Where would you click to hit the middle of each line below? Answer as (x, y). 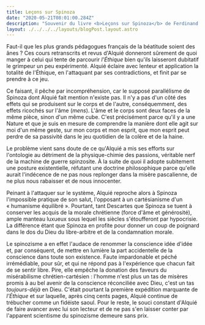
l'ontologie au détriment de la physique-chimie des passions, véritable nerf (101, 155)
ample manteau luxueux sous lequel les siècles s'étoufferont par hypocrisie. (102, 219)
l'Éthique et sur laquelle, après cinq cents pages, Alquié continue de (92, 296)
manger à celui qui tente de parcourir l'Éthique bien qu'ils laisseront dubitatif (102, 59)
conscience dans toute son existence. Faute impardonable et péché (92, 257)
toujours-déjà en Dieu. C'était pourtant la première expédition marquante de (102, 289)
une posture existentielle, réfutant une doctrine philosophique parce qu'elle (101, 168)
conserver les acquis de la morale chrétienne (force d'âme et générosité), (99, 213)
